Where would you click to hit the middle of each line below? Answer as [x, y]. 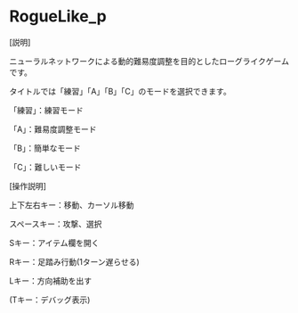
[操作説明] [28, 185]
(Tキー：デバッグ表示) [50, 300]
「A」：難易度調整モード [53, 129]
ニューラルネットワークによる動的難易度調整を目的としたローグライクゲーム [149, 61]
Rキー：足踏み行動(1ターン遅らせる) [74, 261]
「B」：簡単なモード [45, 148]
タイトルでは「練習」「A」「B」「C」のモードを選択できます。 [120, 91]
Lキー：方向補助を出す [50, 280]
